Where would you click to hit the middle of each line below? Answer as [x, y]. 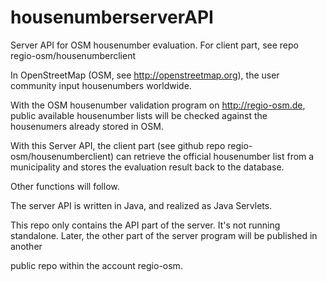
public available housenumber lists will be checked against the [139, 115]
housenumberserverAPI [112, 17]
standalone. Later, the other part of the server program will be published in [164, 235]
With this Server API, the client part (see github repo [118, 145]
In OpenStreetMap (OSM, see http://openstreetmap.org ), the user [145, 75]
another [26, 246]
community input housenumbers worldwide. [101, 85]
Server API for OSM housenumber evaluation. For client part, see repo [154, 45]
